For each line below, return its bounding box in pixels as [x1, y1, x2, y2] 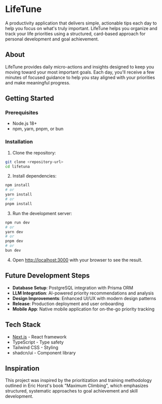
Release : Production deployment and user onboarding [12, 300, 124, 306]
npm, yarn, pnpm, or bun [12, 126, 64, 132]
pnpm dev [5, 238, 23, 243]
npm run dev [5, 220, 30, 225]
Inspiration [5, 364, 40, 372]
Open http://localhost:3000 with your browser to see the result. [12, 256, 143, 263]
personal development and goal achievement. [5, 36, 99, 42]
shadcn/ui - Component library [12, 349, 76, 355]
